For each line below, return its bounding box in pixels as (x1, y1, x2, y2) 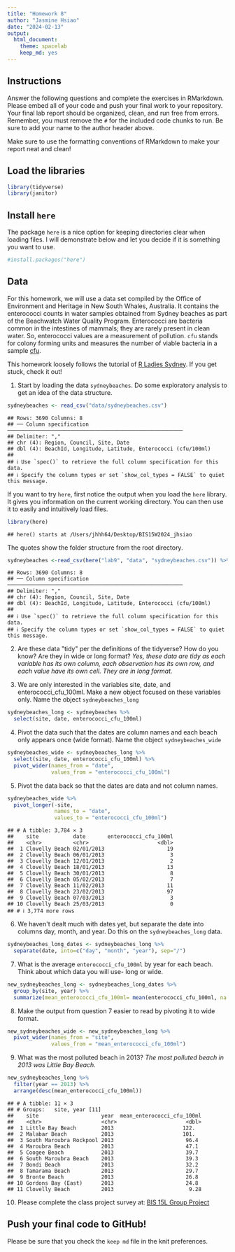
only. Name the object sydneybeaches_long (17, 695, 139, 704)
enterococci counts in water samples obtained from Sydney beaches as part (7, 309, 227, 317)
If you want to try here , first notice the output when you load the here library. (7, 489, 227, 498)
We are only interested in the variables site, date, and (17, 681, 171, 689)
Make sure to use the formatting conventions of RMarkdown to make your (7, 137, 220, 146)
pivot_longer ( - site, (13, 801, 73, 809)
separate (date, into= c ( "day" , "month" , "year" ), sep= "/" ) (13, 947, 187, 954)
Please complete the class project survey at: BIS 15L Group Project (17, 1198, 210, 1206)
